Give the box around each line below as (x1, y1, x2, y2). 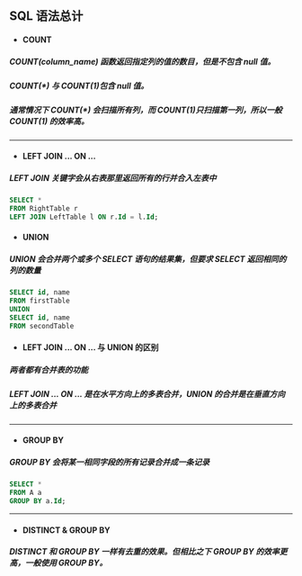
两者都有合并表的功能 (9, 364, 88, 375)
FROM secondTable (9, 321, 75, 330)
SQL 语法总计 (9, 8, 84, 24)
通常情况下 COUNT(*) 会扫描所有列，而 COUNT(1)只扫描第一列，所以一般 (9, 104, 283, 115)
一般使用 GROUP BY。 (24, 557, 108, 569)
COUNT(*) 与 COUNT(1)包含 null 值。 (9, 80, 149, 91)
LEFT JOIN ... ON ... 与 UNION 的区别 (22, 342, 159, 353)
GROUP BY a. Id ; (9, 497, 67, 506)
